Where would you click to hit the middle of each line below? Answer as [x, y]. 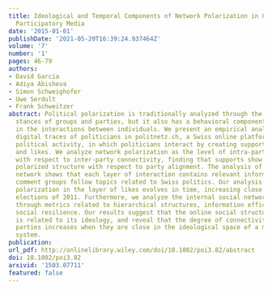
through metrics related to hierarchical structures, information [130, 205]
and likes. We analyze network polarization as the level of [121, 152]
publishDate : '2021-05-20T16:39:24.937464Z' [85, 39]
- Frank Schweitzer [41, 106]
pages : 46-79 [30, 62]
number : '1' [28, 54]
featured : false [36, 273]
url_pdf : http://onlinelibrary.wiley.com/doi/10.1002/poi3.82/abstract [132, 250]
